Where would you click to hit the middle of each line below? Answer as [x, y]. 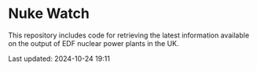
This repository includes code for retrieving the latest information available [129, 35]
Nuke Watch [49, 14]
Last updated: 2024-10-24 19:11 [59, 59]
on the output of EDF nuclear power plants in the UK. [94, 43]
